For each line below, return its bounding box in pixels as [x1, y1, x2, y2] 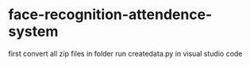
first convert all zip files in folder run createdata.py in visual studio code [8, 49, 243, 58]
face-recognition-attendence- [8, 6, 213, 24]
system [8, 22, 59, 41]
